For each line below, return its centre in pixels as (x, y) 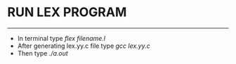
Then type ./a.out (42, 53)
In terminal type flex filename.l (61, 38)
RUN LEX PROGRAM (67, 12)
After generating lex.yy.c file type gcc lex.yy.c (84, 46)
